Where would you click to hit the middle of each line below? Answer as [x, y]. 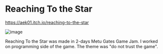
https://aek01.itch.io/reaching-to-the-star [47, 22]
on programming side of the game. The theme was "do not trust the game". [81, 46]
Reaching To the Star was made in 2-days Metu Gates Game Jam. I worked [81, 41]
